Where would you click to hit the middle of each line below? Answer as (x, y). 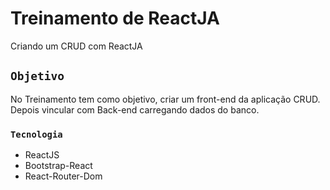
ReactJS (42, 155)
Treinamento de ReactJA (115, 18)
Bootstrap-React (58, 166)
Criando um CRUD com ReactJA (76, 46)
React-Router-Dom (63, 176)
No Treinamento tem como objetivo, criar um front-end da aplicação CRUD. (165, 99)
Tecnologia (36, 134)
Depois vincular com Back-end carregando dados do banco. (135, 109)
